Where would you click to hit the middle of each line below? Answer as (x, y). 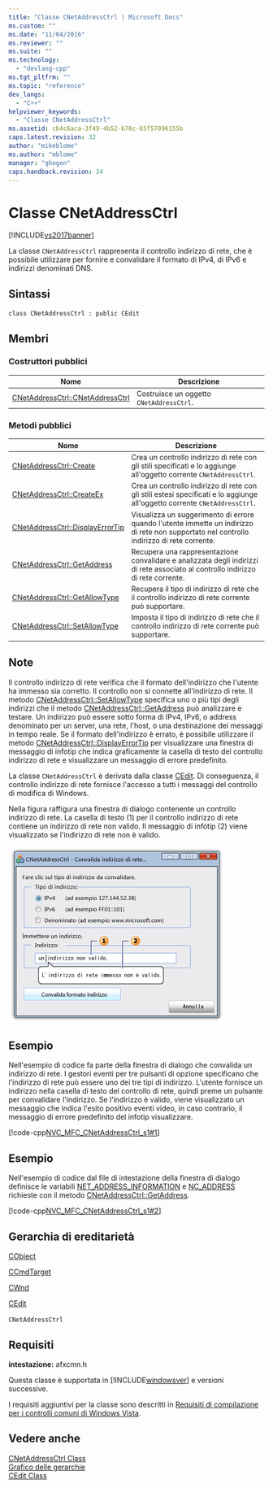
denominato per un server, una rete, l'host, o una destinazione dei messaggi (136, 725)
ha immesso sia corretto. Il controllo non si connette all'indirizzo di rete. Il (131, 690)
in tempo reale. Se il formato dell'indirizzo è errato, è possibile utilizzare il (131, 734)
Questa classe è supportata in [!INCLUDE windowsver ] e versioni (116, 1380)
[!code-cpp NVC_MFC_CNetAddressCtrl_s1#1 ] (84, 1133)
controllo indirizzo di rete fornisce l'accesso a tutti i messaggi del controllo (133, 784)
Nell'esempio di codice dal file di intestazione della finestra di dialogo (124, 1178)
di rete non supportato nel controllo (190, 532)
